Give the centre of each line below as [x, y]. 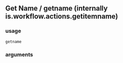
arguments [19, 54]
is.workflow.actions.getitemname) [62, 17]
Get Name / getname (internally [57, 8]
